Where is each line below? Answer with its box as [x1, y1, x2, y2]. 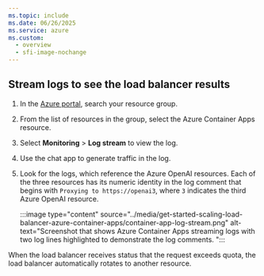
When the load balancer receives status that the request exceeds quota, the [8, 250, 256, 259]
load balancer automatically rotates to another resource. [8, 259, 192, 268]
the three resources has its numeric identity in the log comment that [19, 177, 242, 186]
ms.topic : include [8, 11, 69, 20]
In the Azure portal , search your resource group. [19, 98, 178, 108]
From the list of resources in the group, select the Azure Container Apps [19, 114, 255, 124]
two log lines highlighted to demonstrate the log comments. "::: [19, 235, 226, 244]
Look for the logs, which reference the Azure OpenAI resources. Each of [19, 168, 256, 178]
